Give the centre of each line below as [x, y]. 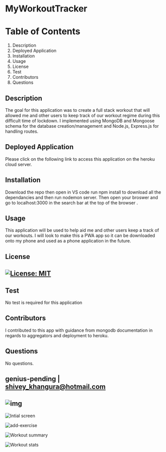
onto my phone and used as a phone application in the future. [68, 241]
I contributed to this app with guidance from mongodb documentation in [79, 330]
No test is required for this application [44, 302]
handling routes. [22, 131]
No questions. [19, 363]
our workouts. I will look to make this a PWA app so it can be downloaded [80, 235]
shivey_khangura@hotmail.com [55, 386]
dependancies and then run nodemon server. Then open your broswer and [82, 197]
